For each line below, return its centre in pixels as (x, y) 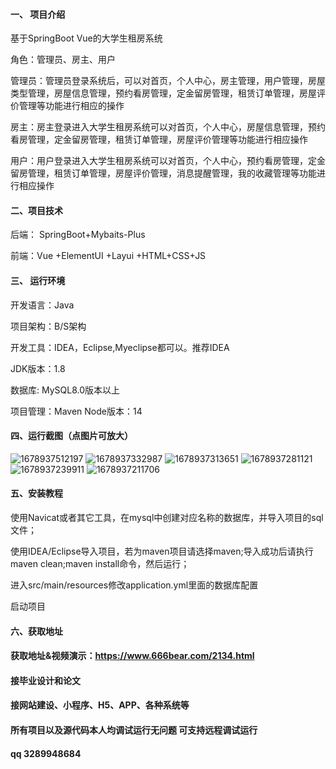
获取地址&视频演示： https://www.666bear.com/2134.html (132, 656)
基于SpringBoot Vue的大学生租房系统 (86, 38)
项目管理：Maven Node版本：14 (76, 411)
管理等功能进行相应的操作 (71, 106)
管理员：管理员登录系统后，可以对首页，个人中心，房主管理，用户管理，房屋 (168, 81)
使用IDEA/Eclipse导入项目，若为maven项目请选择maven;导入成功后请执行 (162, 551)
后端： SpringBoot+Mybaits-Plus (78, 235)
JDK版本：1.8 (38, 368)
